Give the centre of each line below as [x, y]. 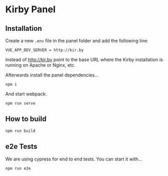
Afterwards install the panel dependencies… [52, 75]
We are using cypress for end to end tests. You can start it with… [74, 159]
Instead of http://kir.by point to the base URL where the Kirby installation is [84, 60]
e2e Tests [21, 146]
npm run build [21, 131]
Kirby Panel [31, 9]
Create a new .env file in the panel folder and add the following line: [77, 41]
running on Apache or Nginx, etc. [41, 65]
